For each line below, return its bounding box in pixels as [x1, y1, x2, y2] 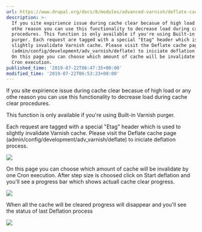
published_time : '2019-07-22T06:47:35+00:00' [6, 64, 122, 71]
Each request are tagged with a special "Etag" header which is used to [6, 123, 182, 130]
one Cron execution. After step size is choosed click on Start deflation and [6, 172, 191, 179]
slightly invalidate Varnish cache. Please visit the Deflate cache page [6, 130, 177, 137]
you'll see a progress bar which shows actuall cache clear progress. [6, 178, 175, 186]
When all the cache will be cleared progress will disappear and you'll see [6, 201, 187, 208]
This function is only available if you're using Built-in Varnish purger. [6, 111, 176, 119]
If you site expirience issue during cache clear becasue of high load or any [6, 87, 191, 94]
